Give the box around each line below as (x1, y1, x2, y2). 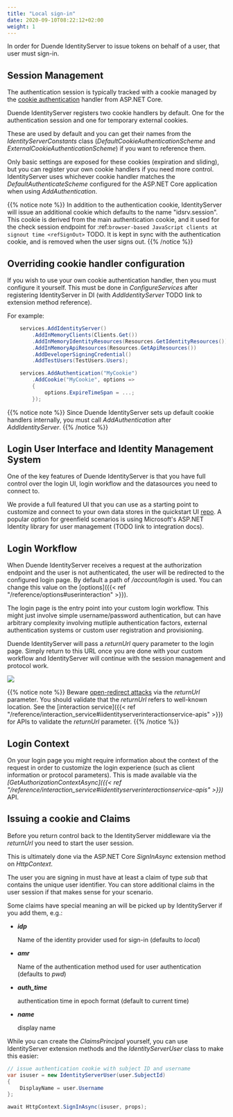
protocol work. (7, 662, 49, 670)
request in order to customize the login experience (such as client (7, 764, 196, 772)
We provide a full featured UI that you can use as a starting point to (7, 500, 199, 509)
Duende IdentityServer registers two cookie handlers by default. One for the (7, 109, 225, 117)
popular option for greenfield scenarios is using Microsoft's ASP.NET (7, 515, 205, 524)
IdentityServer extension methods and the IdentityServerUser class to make (7, 1044, 224, 1052)
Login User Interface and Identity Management (7, 443, 214, 455)
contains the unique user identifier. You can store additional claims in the (7, 880, 215, 889)
